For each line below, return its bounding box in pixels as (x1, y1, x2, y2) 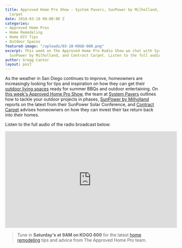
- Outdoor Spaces (5, 39, 41, 44)
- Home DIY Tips (5, 35, 38, 40)
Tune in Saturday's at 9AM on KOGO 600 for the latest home (17, 232, 141, 238)
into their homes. (5, 112, 39, 118)
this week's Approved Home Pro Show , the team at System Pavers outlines (5, 91, 156, 97)
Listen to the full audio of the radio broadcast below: (5, 121, 111, 128)
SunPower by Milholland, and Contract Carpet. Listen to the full (9, 53, 148, 58)
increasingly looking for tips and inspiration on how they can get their (5, 81, 145, 86)
